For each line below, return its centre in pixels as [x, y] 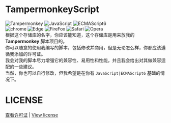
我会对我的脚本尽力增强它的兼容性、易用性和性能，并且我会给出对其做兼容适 [85, 60]
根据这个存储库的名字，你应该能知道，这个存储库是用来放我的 [70, 35]
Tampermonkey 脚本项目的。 [36, 41]
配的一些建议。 [21, 67]
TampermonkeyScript [52, 9]
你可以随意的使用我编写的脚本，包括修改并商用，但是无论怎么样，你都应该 [83, 47]
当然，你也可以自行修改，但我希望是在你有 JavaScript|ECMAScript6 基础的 [83, 73]
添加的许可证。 [30, 54]
